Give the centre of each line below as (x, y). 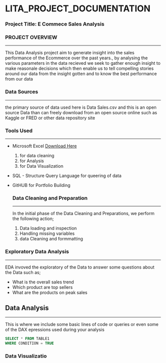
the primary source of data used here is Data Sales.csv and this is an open (81, 107)
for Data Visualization (41, 166)
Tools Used (19, 131)
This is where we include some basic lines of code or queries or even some (82, 324)
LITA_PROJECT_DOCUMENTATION (78, 9)
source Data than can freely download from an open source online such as (81, 112)
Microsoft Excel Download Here (44, 146)
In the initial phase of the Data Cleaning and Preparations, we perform (83, 214)
